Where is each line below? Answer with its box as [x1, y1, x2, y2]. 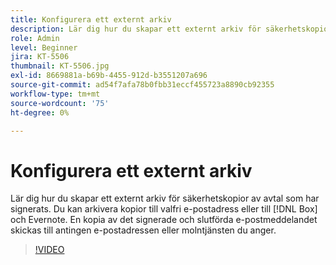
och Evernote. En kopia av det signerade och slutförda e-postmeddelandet [10, 214, 318, 226]
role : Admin [10, 33, 60, 43]
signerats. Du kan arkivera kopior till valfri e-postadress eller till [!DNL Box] [10, 203, 318, 215]
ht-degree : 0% [10, 107, 70, 118]
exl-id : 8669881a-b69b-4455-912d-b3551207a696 [10, 71, 208, 81]
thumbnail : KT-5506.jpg [10, 61, 110, 71]
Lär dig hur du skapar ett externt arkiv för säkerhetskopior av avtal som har [10, 192, 320, 205]
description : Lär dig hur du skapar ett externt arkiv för [10, 24, 262, 34]
